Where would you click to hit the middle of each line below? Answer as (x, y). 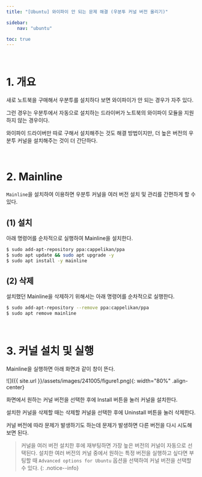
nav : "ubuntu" (35, 28)
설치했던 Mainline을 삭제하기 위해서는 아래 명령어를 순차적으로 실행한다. (90, 296)
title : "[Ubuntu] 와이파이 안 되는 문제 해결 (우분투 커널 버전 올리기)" (87, 12)
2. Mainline (35, 177)
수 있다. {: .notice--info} (50, 468)
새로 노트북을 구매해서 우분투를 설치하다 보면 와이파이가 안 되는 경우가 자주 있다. (100, 100)
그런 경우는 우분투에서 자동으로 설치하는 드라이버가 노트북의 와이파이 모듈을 (95, 113)
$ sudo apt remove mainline (41, 314)
